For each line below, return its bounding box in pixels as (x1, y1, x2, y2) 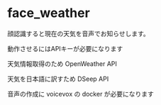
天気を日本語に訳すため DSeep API (7, 74, 109, 83)
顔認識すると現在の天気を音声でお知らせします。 (7, 29, 150, 38)
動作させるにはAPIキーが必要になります (7, 44, 123, 52)
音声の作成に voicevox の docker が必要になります (7, 89, 155, 98)
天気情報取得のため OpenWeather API (7, 59, 117, 68)
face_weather (7, 5, 90, 21)
